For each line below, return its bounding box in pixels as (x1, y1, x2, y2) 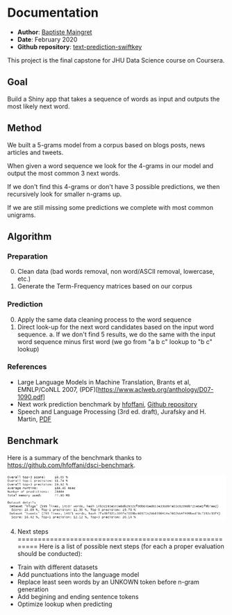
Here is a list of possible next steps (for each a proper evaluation (39, 542, 224, 550)
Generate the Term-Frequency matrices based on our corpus (17, 282, 192, 290)
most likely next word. (7, 102, 70, 110)
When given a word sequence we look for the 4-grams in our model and (7, 161, 214, 170)
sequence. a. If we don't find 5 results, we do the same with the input (17, 330, 216, 338)
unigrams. (7, 211, 36, 219)
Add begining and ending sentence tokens (17, 593, 139, 601)
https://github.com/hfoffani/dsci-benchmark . (7, 461, 135, 469)
